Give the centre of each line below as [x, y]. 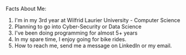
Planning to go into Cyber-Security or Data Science [78, 27]
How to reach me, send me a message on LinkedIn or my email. [93, 45]
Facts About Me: [26, 9]
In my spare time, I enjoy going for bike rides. [70, 39]
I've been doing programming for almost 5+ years [76, 33]
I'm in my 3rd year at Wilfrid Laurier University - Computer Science [97, 20]
